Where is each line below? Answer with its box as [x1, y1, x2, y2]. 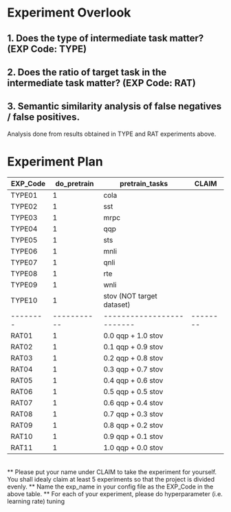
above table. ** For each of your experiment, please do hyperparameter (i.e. [7, 489, 223, 498]
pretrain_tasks [120, 178, 168, 188]
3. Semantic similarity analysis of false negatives [7, 101, 222, 112]
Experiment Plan [7, 154, 103, 170]
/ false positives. [7, 112, 80, 123]
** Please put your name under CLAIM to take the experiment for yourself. [7, 467, 217, 476]
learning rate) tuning [7, 497, 65, 505]
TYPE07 [10, 257, 38, 267]
